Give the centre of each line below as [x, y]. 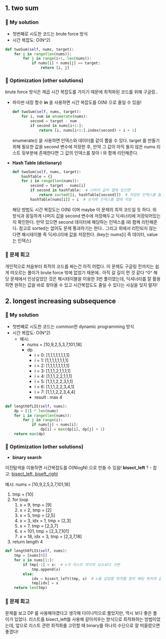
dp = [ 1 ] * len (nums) [36, 411]
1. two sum [22, 8]
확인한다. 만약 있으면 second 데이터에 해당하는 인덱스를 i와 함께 [79, 222]
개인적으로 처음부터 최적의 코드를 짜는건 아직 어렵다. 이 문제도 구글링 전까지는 [80, 266]
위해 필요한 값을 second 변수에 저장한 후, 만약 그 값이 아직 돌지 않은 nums [84, 146]
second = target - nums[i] [58, 186]
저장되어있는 [149, 216]
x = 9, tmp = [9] [36, 505]
